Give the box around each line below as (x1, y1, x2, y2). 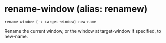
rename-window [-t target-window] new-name (4, 20, 97, 24)
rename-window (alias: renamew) (4, 3, 148, 15)
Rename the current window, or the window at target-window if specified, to (4, 28, 161, 34)
